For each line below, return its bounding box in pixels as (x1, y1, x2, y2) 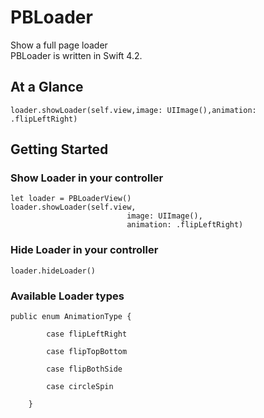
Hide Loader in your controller (10, 243, 159, 257)
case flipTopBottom (46, 347, 128, 357)
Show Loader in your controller (10, 171, 164, 185)
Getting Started (10, 141, 109, 158)
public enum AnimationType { (10, 312, 132, 322)
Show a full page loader (10, 39, 108, 51)
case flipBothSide (46, 364, 123, 375)
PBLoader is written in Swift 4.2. (10, 49, 143, 61)
